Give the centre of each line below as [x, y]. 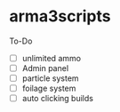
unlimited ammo [52, 58]
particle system [50, 78]
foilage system [49, 88]
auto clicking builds [57, 99]
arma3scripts [60, 16]
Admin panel [45, 68]
